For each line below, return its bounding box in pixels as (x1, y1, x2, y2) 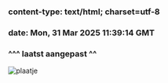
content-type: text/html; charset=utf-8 (8, 6, 160, 17)
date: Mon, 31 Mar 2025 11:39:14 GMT (8, 27, 155, 38)
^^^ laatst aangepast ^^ (8, 48, 97, 59)
